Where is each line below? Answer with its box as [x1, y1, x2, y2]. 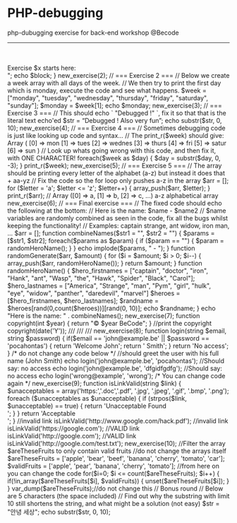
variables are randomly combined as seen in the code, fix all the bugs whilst [7, 213, 228, 222]
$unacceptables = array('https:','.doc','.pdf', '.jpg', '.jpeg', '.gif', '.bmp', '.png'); [7, 387, 229, 395]
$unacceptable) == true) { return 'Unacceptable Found [7, 401, 167, 410]
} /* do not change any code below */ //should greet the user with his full [7, 348, 219, 358]
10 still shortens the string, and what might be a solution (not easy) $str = [7, 499, 220, 507]
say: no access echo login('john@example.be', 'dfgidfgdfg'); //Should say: [7, 364, 223, 372]
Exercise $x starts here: [7, 64, 76, 72]
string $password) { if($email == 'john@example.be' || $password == [7, 334, 209, 342]
